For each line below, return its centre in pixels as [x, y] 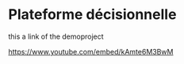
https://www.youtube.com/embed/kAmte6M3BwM [91, 51]
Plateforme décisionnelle [92, 15]
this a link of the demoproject [56, 36]
